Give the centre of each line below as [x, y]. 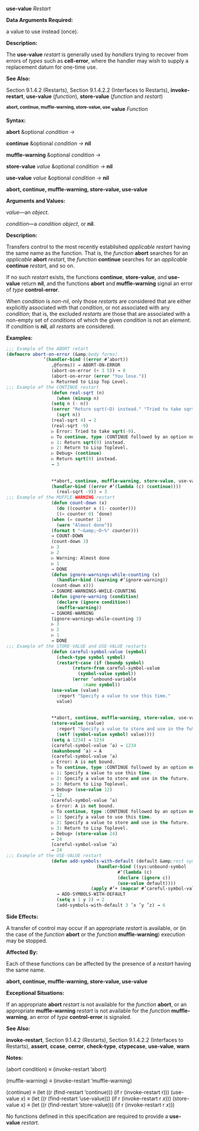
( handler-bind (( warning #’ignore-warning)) [112, 580]
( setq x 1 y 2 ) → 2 [81, 900]
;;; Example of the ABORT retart [47, 349]
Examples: [19, 338]
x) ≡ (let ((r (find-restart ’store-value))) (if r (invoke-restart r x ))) [97, 1104]
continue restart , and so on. [41, 266]
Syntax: [16, 120]
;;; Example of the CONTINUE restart [53, 387]
